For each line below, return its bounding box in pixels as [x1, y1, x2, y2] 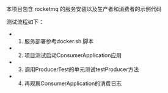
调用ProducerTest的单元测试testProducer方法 [24, 66, 139, 73]
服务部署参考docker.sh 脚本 [24, 38, 94, 44]
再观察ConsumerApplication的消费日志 [24, 80, 122, 87]
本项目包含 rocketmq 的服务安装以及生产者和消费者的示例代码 [6, 5, 162, 12]
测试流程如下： [6, 18, 44, 26]
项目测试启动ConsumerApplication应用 [24, 52, 122, 59]
